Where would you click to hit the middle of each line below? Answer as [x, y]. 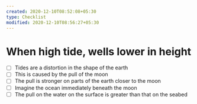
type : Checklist [26, 17]
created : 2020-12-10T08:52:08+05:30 [51, 11]
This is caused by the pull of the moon [61, 75]
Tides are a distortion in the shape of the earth [71, 68]
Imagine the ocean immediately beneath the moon [76, 88]
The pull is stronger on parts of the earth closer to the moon [88, 81]
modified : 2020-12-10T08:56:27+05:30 [53, 22]
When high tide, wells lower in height [99, 51]
